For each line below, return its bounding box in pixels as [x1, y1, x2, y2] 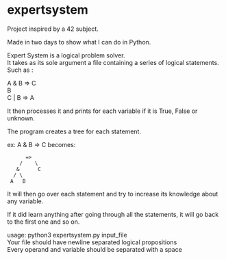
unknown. [7, 114, 36, 122]
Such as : [7, 66, 34, 74]
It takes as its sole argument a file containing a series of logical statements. [7, 58, 219, 66]
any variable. [7, 197, 44, 205]
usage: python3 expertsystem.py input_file [7, 231, 128, 239]
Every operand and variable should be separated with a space [7, 245, 183, 253]
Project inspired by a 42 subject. [7, 25, 99, 33]
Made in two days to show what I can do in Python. [7, 38, 151, 46]
